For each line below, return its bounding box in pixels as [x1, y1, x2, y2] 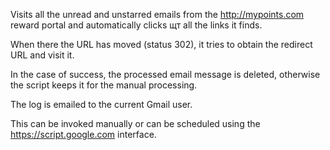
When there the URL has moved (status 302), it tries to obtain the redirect [10, 39, 313, 50]
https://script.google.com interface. [10, 129, 157, 140]
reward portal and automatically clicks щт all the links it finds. [10, 19, 263, 31]
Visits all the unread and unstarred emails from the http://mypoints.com [10, 9, 305, 20]
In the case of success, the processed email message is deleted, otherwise [10, 69, 321, 80]
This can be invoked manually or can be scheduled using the [10, 118, 261, 129]
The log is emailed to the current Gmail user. [10, 99, 193, 110]
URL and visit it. [10, 49, 75, 61]
